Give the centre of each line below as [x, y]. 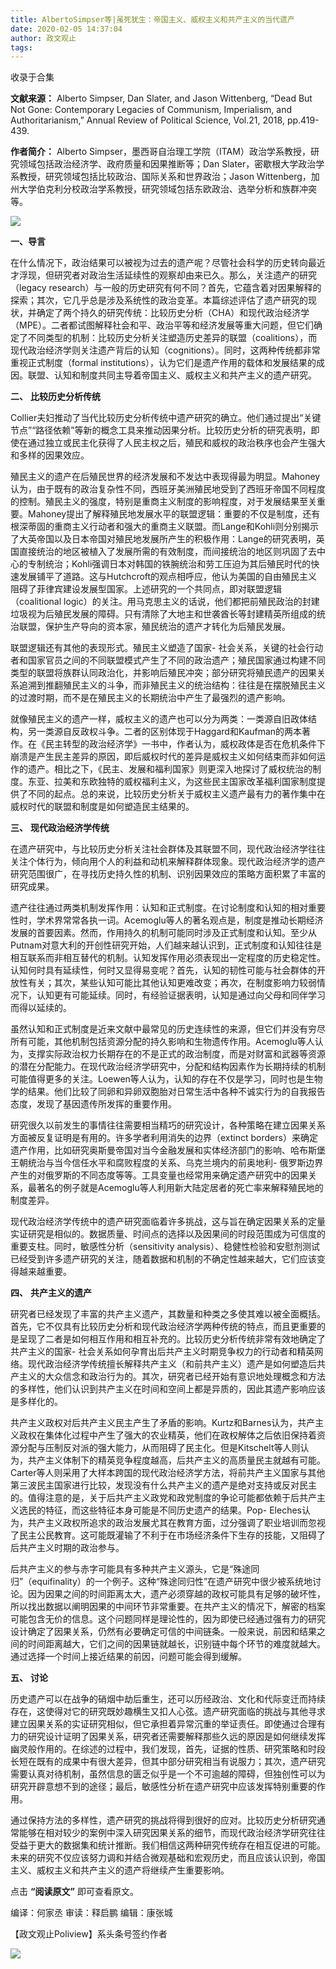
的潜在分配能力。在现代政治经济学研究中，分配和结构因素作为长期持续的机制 [168, 1067]
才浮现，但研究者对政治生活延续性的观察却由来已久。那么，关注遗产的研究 [163, 275]
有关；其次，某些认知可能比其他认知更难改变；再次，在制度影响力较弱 [172, 983]
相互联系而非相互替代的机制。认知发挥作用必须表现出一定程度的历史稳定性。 [168, 958]
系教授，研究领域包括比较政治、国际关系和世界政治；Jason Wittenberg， [161, 177]
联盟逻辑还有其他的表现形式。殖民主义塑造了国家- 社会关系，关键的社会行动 [167, 648]
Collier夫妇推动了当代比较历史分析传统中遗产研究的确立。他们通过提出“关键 [166, 418]
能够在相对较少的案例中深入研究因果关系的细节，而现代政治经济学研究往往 [172, 1833]
